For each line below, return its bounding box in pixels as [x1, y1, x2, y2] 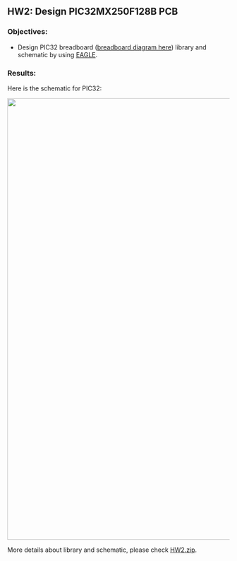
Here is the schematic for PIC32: [7, 84, 102, 93]
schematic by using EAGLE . [17, 50, 98, 59]
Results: [7, 68, 37, 78]
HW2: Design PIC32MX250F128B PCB [7, 6, 178, 18]
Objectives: [7, 27, 48, 37]
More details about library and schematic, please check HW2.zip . [7, 545, 197, 554]
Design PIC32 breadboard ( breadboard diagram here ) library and [17, 42, 207, 52]
